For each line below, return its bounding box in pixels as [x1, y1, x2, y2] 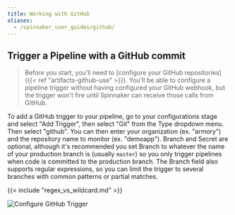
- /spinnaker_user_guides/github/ [13, 23, 115, 30]
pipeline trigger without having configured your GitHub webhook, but [24, 83, 226, 92]
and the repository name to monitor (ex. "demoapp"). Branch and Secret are [7, 135, 229, 144]
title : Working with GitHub [7, 10, 90, 18]
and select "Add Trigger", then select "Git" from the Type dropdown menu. [7, 120, 224, 128]
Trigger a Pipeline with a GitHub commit [7, 50, 186, 62]
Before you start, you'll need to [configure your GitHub [24, 69, 183, 77]
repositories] [184, 69, 222, 77]
